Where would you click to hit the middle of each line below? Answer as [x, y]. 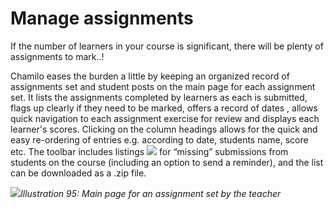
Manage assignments [102, 18]
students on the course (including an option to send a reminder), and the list [167, 162]
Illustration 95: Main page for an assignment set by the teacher [151, 193]
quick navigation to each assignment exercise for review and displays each [165, 118]
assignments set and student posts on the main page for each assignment [163, 86]
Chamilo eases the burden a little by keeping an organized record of [150, 76]
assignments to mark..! [57, 56]
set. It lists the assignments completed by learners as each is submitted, [159, 97]
